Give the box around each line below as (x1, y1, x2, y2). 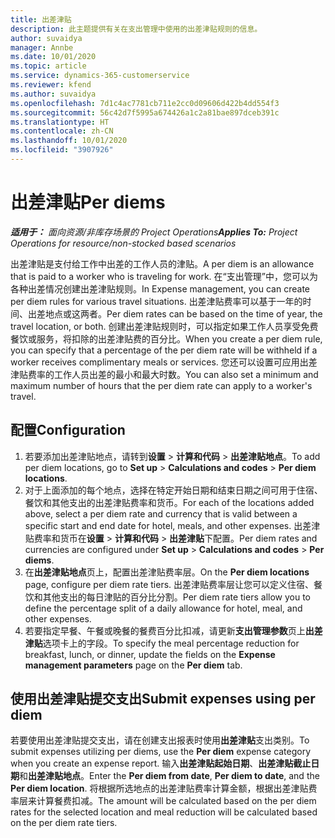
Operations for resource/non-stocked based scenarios (10, 237, 237, 249)
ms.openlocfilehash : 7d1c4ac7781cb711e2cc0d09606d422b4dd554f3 (10, 98, 280, 108)
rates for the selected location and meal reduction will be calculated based (10, 806, 318, 818)
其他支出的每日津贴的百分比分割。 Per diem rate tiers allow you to (42, 591, 311, 603)
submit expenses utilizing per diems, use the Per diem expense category (10, 746, 312, 758)
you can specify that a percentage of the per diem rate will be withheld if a (10, 344, 318, 356)
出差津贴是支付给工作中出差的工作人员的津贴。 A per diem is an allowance (10, 257, 315, 270)
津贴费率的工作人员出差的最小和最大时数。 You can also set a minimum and (10, 368, 319, 380)
